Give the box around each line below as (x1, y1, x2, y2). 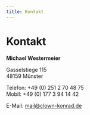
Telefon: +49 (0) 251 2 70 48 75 (6, 84, 85, 91)
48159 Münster (6, 72, 44, 80)
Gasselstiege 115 (6, 66, 47, 73)
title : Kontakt (6, 8, 44, 15)
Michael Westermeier (6, 55, 61, 62)
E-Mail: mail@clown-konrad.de (6, 102, 82, 109)
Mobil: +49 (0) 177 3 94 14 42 (6, 90, 79, 98)
